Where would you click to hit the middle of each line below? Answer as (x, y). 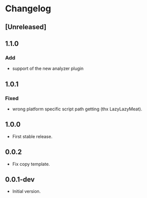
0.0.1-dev (20, 179)
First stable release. (32, 136)
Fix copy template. (31, 164)
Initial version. (26, 192)
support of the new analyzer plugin (48, 69)
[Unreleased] (26, 27)
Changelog (28, 9)
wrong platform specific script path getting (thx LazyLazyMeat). (77, 109)
